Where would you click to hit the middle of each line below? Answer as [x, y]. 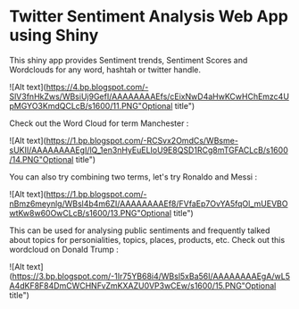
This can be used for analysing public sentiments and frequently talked [140, 230]
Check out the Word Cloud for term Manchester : [99, 123]
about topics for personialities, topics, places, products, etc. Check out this [147, 239]
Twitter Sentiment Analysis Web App [149, 17]
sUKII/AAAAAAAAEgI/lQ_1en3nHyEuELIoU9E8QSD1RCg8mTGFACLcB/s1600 [149, 150]
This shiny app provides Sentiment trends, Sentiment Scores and [129, 60]
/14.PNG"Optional [42, 159]
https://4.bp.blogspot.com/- [97, 87]
